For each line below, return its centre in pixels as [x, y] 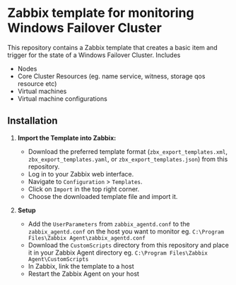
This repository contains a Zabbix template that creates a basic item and [112, 47]
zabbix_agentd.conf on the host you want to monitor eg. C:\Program [126, 231]
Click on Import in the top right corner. [84, 189]
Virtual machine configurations [62, 98]
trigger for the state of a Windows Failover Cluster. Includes [94, 55]
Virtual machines [42, 91]
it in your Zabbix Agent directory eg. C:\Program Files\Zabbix [118, 253]
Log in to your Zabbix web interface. [81, 174]
